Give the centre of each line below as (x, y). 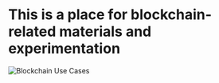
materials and (106, 32)
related (32, 32)
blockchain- (171, 15)
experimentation (65, 49)
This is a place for (68, 15)
